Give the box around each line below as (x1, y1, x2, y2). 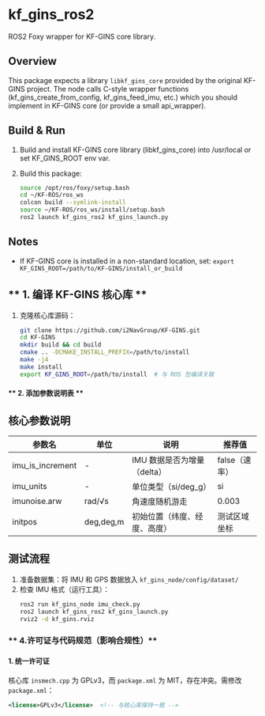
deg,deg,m (84, 517, 125, 528)
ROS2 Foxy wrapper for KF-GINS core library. (8, 32, 156, 41)
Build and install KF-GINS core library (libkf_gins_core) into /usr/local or (19, 145, 252, 154)
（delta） (131, 467, 167, 478)
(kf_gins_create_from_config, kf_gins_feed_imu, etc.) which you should (8, 93, 238, 102)
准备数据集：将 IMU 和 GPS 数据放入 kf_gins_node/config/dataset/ (19, 574, 239, 584)
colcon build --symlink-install (19, 199, 126, 206)
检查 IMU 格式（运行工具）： (19, 584, 110, 594)
